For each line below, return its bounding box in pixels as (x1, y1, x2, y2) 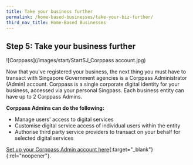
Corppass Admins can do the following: (6, 105, 104, 112)
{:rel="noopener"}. (6, 152, 52, 159)
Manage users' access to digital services (14, 116, 114, 123)
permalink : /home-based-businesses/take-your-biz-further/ (6, 14, 154, 20)
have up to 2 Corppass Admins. (6, 93, 83, 100)
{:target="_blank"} (109, 146, 154, 153)
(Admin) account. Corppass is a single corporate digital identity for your (6, 80, 180, 88)
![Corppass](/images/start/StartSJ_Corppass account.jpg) (6, 57, 146, 64)
